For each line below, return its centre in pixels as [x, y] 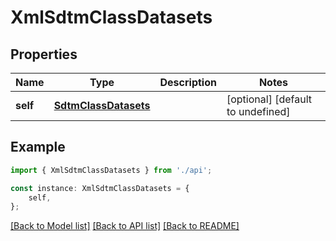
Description [188, 82]
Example [38, 147]
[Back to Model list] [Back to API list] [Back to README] [125, 226]
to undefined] [258, 111]
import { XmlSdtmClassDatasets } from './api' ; [111, 170]
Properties [44, 54]
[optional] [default [269, 99]
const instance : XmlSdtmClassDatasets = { [100, 188]
